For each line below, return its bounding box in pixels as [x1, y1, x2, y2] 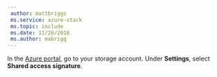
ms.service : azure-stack [10, 16, 82, 23]
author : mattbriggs [10, 10, 67, 17]
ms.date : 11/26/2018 [10, 29, 70, 36]
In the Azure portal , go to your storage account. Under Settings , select [7, 54, 210, 63]
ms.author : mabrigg [10, 36, 67, 43]
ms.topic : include [10, 23, 64, 30]
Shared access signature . [7, 62, 83, 70]
